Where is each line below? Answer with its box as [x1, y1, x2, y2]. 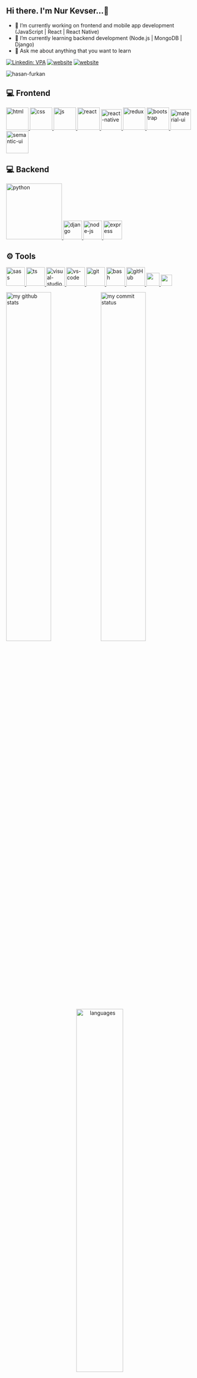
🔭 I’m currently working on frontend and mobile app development [14, 21, 174, 29]
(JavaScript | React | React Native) [14, 28, 100, 35]
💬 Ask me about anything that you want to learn [14, 47, 132, 54]
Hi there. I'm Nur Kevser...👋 [6, 6, 109, 16]
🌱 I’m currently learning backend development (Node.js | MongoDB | [14, 34, 182, 42]
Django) [14, 41, 34, 48]
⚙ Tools [6, 251, 36, 261]
